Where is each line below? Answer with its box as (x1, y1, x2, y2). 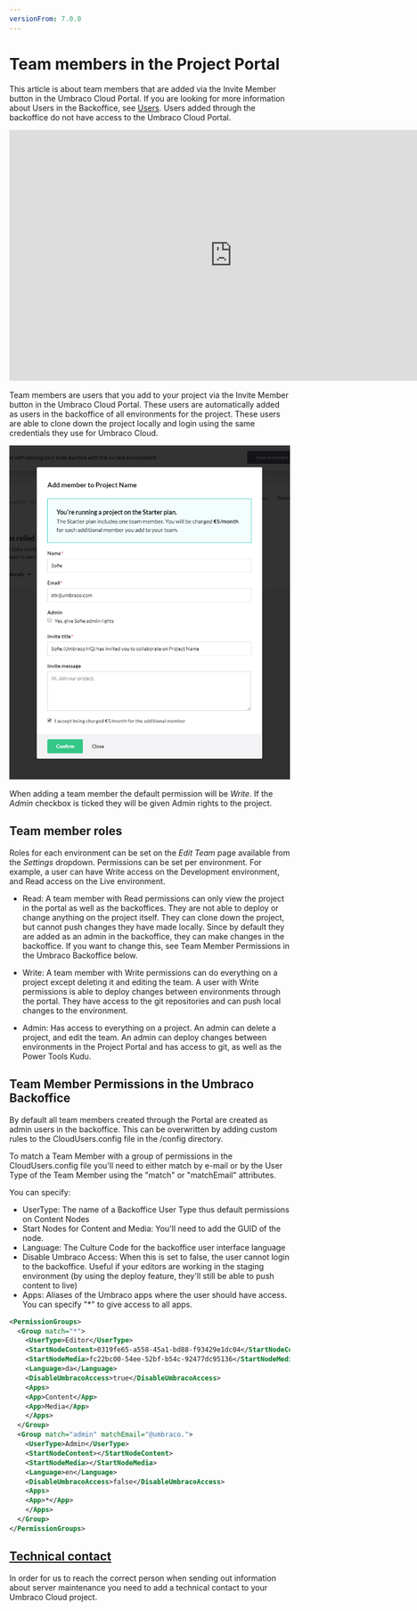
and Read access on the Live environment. (9, 875, 166, 887)
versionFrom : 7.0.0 (9, 14, 82, 23)
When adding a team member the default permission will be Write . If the (9, 789, 274, 799)
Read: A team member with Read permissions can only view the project (21, 893, 285, 904)
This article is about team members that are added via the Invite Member (9, 83, 276, 94)
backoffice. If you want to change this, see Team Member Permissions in (21, 940, 290, 951)
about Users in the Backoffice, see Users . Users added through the (9, 103, 256, 113)
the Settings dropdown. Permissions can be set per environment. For (9, 856, 262, 867)
